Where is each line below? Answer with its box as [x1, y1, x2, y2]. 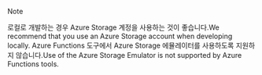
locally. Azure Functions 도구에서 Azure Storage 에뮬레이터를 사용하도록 [7, 41, 234, 50]
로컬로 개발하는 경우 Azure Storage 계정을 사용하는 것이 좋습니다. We [7, 23, 220, 32]
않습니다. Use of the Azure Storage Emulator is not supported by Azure [15, 51, 242, 59]
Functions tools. [7, 59, 60, 69]
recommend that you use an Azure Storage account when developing [7, 31, 233, 41]
